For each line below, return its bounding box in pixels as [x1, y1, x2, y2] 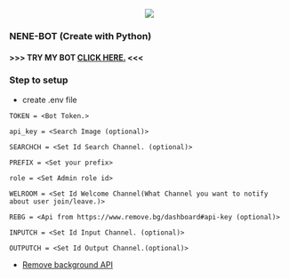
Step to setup [9, 74, 68, 86]
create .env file [21, 94, 77, 105]
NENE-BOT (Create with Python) [9, 29, 152, 42]
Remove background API [21, 259, 114, 270]
